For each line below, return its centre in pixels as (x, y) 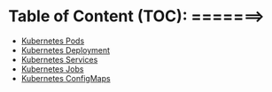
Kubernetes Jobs (52, 69)
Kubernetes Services (59, 59)
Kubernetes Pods (53, 41)
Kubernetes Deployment (66, 50)
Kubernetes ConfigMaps (66, 78)
